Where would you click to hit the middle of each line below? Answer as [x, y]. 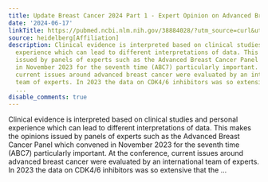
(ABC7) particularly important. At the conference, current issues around [126, 153]
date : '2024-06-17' [41, 23]
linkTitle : [26, 30]
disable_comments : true [48, 97]
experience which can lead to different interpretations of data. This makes [130, 128]
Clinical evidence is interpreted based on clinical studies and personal [123, 119]
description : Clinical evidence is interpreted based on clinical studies [135, 45]
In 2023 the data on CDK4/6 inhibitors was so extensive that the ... [118, 170]
